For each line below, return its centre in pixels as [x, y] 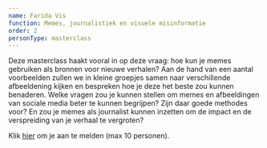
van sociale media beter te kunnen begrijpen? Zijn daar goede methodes [128, 103]
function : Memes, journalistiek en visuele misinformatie [107, 23]
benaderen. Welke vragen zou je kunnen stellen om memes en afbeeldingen [134, 95]
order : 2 [23, 30]
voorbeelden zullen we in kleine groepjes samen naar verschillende [119, 78]
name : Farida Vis [37, 16]
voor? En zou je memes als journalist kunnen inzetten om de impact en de [130, 112]
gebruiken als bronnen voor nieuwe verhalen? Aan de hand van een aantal [131, 70]
